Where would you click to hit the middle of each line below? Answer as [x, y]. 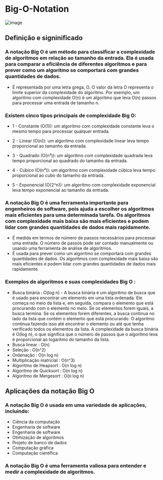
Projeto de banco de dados [39, 443]
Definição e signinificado [44, 38]
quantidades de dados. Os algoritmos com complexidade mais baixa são [85, 259]
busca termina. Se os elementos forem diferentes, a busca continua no [83, 313]
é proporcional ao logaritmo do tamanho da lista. [61, 339]
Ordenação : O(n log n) [35, 355]
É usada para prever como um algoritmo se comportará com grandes [81, 254]
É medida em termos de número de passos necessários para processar [84, 238]
